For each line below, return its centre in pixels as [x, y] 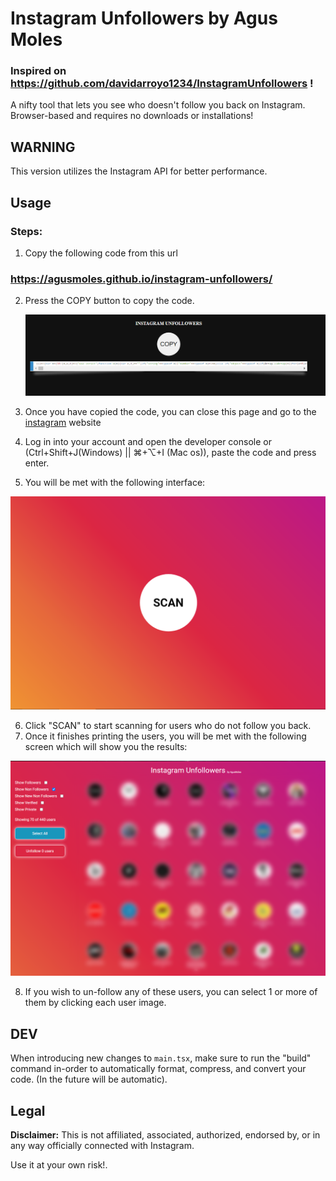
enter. [37, 463]
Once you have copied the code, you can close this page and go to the [170, 412]
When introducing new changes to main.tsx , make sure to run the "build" [161, 1058]
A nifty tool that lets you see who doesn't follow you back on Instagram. [158, 105]
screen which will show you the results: [106, 746]
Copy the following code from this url [101, 253]
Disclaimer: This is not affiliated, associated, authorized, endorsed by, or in [165, 1134]
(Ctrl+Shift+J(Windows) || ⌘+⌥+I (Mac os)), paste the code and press [170, 453]
